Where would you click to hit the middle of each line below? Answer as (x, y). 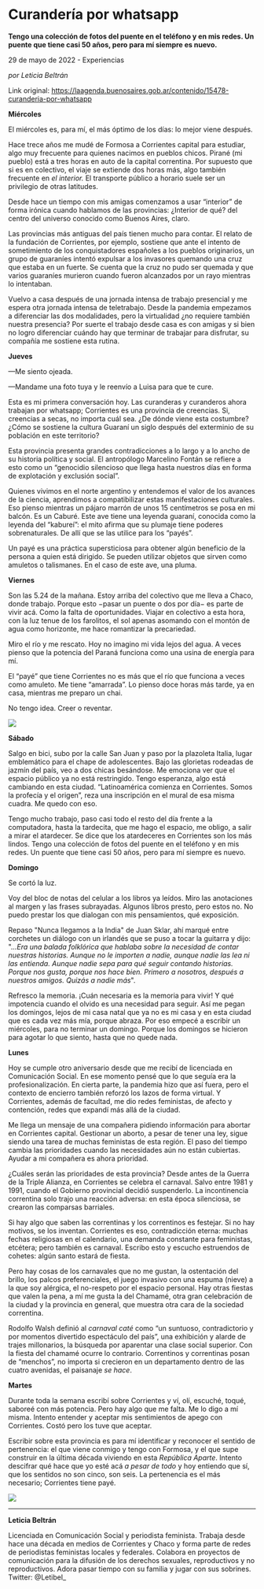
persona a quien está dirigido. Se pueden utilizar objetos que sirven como (128, 556)
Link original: (29, 90)
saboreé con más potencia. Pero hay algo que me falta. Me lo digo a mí (123, 1409)
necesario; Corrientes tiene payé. (62, 1483)
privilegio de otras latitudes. (53, 186)
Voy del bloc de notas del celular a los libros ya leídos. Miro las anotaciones (130, 898)
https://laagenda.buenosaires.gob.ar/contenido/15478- (140, 90)
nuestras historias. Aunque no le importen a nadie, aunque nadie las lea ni (129, 955)
